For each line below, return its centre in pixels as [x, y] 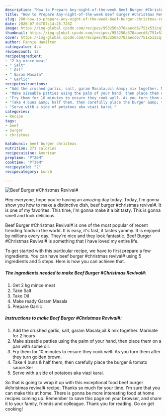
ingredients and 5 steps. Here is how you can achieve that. [65, 262]
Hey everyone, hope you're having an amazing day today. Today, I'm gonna [83, 200]
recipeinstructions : [27, 84]
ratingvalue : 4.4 [23, 47]
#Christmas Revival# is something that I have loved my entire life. [72, 241]
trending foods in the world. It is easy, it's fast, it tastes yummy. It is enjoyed [83, 231]
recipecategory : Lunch [29, 172]
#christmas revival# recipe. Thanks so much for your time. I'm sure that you [83, 388]
